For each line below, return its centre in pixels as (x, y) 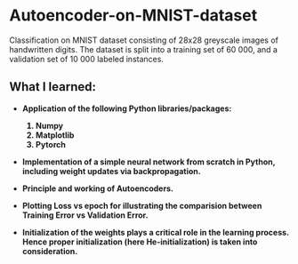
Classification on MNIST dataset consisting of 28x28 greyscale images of (144, 40)
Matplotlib (55, 135)
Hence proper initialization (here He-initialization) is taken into (140, 242)
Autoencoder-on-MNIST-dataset (133, 16)
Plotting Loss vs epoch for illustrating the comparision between (142, 205)
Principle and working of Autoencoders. (97, 188)
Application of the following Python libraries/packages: (127, 108)
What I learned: (52, 87)
